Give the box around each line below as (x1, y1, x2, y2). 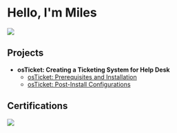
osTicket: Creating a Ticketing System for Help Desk (17, 65, 170, 74)
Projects (7, 47, 44, 59)
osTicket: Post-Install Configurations (27, 80, 131, 88)
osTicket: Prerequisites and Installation (27, 72, 138, 81)
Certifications (7, 100, 68, 112)
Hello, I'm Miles (7, 5, 98, 21)
